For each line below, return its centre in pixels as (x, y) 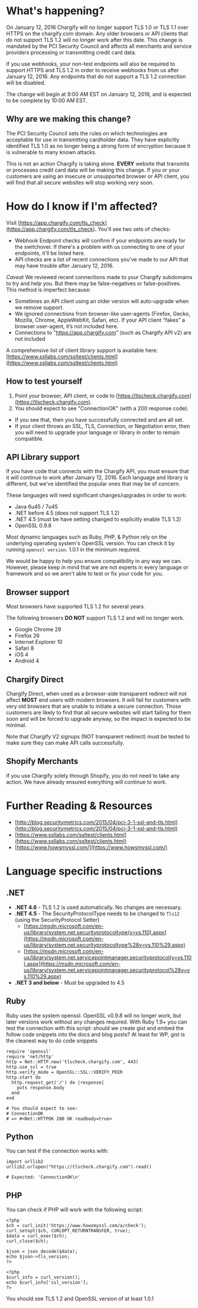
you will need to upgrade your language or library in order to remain (97, 432)
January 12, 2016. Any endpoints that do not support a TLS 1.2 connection (96, 76)
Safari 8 (24, 648)
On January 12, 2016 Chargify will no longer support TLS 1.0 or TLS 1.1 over (97, 27)
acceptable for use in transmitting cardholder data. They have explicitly (93, 140)
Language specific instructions (84, 871)
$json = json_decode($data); (42, 1252)
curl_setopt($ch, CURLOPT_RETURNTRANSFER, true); (69, 1231)
